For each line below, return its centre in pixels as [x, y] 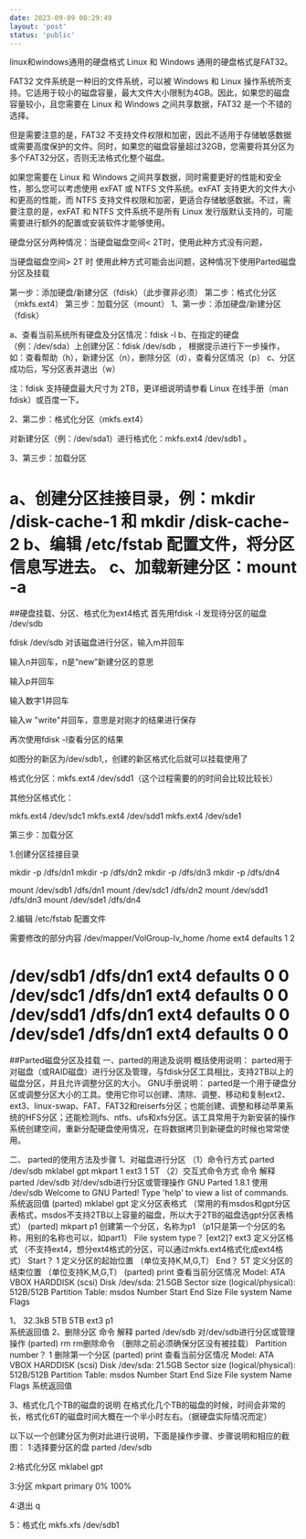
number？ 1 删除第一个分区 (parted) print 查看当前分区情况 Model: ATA [142, 1355]
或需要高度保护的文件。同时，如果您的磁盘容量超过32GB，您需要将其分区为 [152, 146]
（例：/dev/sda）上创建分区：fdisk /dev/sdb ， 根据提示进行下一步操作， [147, 346]
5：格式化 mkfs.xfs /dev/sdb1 [64, 1525]
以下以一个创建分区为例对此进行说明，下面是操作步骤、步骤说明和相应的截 [149, 1436]
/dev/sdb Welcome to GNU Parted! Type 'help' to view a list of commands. [149, 1193]
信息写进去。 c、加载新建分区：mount [153, 567]
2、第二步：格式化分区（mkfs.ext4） [79, 419]
